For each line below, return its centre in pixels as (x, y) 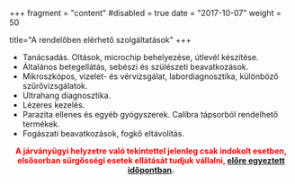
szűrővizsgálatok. (55, 86)
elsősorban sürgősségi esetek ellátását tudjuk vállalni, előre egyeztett (151, 160)
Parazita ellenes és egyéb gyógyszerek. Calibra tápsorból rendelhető (150, 114)
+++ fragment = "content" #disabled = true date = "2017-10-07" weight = (145, 13)
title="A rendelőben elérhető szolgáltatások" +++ (100, 40)
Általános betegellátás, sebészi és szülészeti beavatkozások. (135, 67)
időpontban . (151, 170)
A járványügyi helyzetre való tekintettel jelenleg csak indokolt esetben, (151, 151)
